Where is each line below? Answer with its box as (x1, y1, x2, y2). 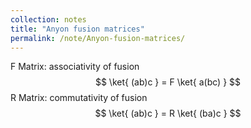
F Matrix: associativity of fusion (10, 61, 140, 73)
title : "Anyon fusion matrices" (10, 24, 145, 34)
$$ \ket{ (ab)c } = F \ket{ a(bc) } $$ (94, 76, 242, 88)
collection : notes (10, 14, 87, 25)
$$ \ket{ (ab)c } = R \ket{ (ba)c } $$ (94, 107, 242, 120)
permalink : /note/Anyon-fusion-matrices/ (10, 33, 186, 43)
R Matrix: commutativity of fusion (10, 92, 148, 104)
